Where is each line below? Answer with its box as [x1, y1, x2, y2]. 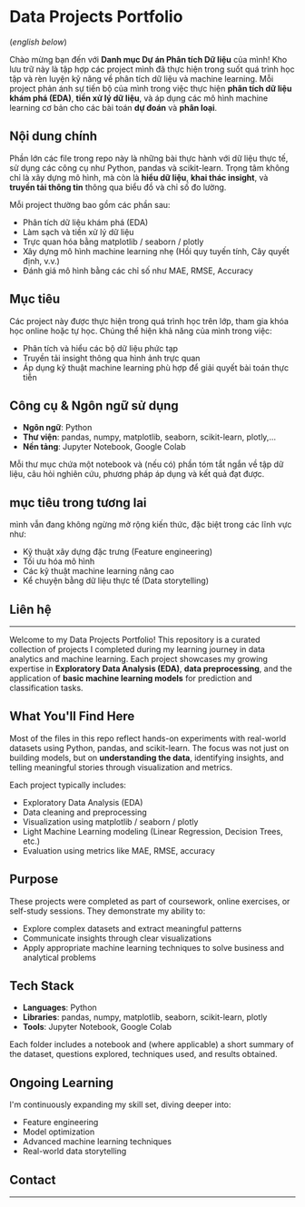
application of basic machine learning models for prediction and [9, 673, 252, 683]
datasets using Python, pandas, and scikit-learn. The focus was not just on [9, 742, 290, 753]
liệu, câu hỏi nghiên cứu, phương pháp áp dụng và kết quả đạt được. [9, 469, 265, 480]
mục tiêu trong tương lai [9, 495, 147, 510]
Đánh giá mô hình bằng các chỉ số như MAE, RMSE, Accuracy [22, 265, 254, 276]
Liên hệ [9, 601, 52, 617]
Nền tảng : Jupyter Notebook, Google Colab [22, 441, 186, 452]
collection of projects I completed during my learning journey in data [9, 644, 266, 655]
